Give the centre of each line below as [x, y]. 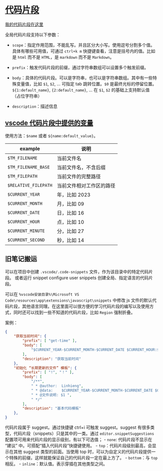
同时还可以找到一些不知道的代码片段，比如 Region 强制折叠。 [74, 312]
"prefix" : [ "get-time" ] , [50, 341]
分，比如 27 [71, 231]
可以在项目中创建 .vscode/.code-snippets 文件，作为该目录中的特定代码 [77, 271]
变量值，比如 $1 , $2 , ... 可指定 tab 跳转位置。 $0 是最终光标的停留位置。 [86, 84]
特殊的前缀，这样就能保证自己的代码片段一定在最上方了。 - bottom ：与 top [83, 458]
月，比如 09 [71, 203]
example [30, 149]
